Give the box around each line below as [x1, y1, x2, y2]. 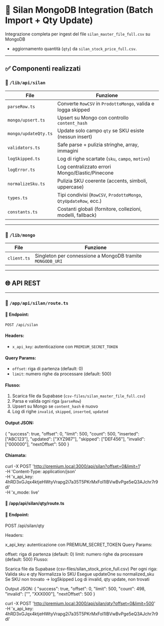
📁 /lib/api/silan [5, 79, 45, 86]
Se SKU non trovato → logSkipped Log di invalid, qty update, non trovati [5, 576, 150, 582]
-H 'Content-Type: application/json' [5, 468, 77, 474]
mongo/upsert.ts [7, 117, 45, 123]
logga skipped [57, 106, 90, 113]
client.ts [7, 255, 30, 261]
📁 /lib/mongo [5, 231, 36, 238]
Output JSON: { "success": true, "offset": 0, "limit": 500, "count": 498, [5, 585, 146, 592]
